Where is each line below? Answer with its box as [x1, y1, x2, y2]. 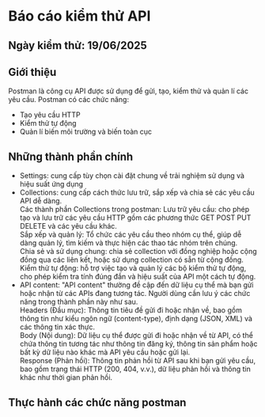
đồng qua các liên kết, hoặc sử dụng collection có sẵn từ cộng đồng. [19, 255, 244, 264]
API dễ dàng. [19, 196, 62, 206]
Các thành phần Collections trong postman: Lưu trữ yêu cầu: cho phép [19, 205, 250, 214]
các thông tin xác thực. [19, 322, 95, 332]
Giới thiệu [8, 65, 57, 78]
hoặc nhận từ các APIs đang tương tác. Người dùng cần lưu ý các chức [19, 289, 251, 298]
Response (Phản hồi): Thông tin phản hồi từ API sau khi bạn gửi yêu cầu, [19, 356, 256, 366]
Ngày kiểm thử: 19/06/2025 [8, 39, 148, 52]
